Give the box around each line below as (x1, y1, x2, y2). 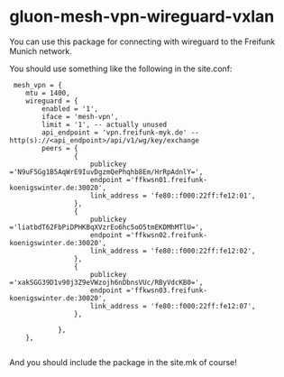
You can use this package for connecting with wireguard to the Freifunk (9, 36, 276, 47)
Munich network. (9, 45, 72, 56)
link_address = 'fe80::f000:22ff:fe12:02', (89, 246, 256, 255)
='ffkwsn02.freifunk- (125, 230, 207, 240)
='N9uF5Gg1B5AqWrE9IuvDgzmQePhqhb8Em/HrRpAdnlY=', (9, 167, 204, 177)
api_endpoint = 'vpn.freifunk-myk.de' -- (41, 128, 200, 137)
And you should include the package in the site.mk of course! (9, 356, 237, 367)
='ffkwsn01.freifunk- (125, 175, 207, 184)
